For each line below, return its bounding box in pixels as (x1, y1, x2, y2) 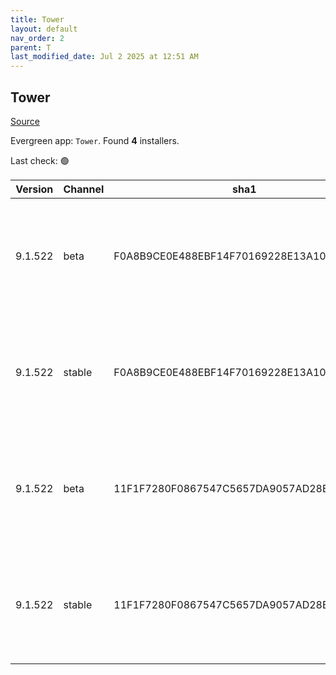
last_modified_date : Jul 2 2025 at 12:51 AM (10, 52, 199, 62)
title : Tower (10, 14, 65, 25)
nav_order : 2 (10, 33, 65, 43)
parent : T (10, 42, 52, 53)
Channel (63, 182, 105, 196)
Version (15, 182, 54, 196)
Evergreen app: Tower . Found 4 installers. (10, 134, 180, 146)
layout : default (10, 24, 78, 34)
